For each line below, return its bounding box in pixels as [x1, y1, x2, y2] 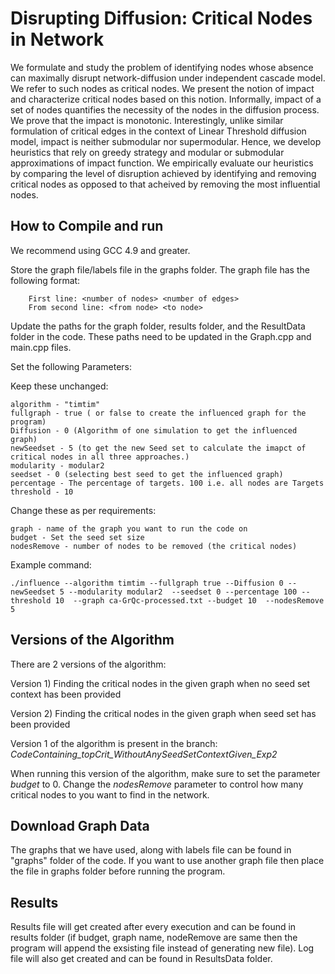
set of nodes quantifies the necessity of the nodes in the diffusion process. [10, 103, 320, 116]
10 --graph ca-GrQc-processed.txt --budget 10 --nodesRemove [54, 595, 325, 606]
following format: [10, 274, 81, 286]
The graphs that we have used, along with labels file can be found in [10, 844, 292, 856]
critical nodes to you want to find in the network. [10, 788, 210, 801]
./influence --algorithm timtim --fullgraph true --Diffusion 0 [10, 578, 284, 588]
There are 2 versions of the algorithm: [10, 658, 167, 670]
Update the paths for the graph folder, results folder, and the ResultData [10, 320, 306, 332]
